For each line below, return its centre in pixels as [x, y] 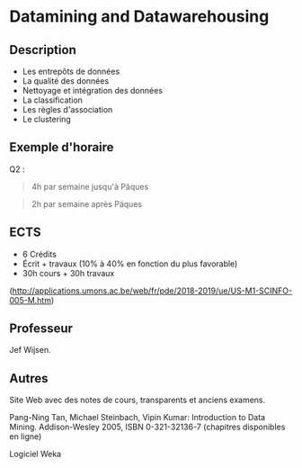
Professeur [41, 329]
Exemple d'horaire [62, 147]
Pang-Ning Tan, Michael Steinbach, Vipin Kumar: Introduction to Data [138, 418]
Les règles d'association [67, 109]
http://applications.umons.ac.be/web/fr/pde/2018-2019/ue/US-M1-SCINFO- [152, 291]
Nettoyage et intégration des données [93, 90]
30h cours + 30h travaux [68, 273]
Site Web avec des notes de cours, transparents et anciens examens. [138, 400]
